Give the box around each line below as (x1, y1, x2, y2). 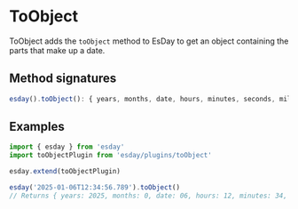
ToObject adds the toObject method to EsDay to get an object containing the (9, 36, 289, 46)
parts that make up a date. (9, 44, 106, 55)
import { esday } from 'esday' (9, 142, 125, 152)
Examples (9, 119, 65, 134)
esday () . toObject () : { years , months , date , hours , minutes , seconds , (9, 94, 276, 103)
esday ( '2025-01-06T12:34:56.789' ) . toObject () (9, 183, 180, 192)
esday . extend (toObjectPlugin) (9, 167, 122, 176)
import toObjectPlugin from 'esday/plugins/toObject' (9, 151, 213, 160)
